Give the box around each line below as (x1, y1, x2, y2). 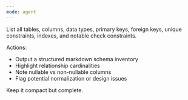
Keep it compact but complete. (6, 86, 84, 94)
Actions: (6, 44, 27, 51)
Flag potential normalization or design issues (15, 75, 127, 82)
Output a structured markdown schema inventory (15, 55, 138, 62)
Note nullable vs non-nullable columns (15, 68, 112, 76)
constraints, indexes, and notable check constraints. (6, 32, 137, 39)
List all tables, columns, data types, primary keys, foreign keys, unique (6, 25, 182, 33)
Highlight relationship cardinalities (15, 62, 100, 69)
